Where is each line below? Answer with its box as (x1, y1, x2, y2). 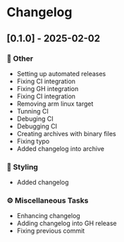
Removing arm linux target (16, 99, 94, 108)
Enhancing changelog (16, 212, 80, 220)
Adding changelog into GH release (16, 219, 117, 228)
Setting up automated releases (16, 69, 106, 78)
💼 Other (6, 54, 33, 63)
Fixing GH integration (16, 84, 79, 92)
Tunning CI (16, 107, 49, 115)
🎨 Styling (6, 162, 38, 171)
